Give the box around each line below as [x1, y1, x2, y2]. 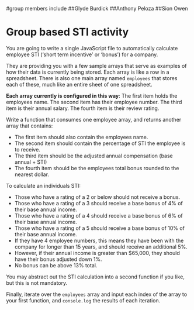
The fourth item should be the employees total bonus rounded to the [14, 164, 179, 171]
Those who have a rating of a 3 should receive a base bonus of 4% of [14, 199, 183, 206]
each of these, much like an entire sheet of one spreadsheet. [6, 81, 153, 88]
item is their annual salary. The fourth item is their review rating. [6, 105, 160, 112]
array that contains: [6, 122, 53, 129]
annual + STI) [14, 158, 47, 166]
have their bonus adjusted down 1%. [14, 256, 102, 263]
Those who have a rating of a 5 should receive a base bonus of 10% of [14, 225, 185, 232]
